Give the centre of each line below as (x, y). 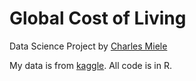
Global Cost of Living (98, 18)
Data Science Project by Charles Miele (88, 46)
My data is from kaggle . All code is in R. (90, 65)
